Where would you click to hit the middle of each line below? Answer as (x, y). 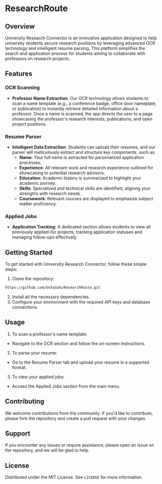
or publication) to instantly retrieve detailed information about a (75, 108)
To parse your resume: (35, 353)
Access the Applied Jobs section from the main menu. (66, 386)
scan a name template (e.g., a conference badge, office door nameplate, (84, 103)
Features (19, 74)
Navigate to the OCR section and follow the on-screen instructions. (79, 343)
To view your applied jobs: (38, 377)
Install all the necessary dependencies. (51, 297)
